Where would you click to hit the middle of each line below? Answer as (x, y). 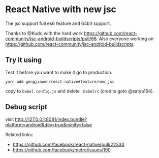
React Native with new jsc (61, 9)
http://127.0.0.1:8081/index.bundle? (51, 119)
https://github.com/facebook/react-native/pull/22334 (68, 144)
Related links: (19, 134)
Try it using (24, 60)
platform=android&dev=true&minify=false (49, 124)
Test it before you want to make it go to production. (59, 72)
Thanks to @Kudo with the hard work (44, 33)
